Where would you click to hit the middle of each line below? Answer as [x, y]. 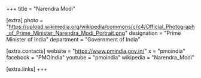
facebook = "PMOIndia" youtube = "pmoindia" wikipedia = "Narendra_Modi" [100, 57]
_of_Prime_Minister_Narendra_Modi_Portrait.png [66, 33]
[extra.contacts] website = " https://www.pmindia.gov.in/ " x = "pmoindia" [96, 51]
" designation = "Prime [153, 33]
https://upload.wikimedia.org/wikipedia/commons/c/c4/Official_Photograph [102, 27]
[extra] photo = [25, 20]
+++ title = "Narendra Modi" [41, 9]
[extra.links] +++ [27, 69]
